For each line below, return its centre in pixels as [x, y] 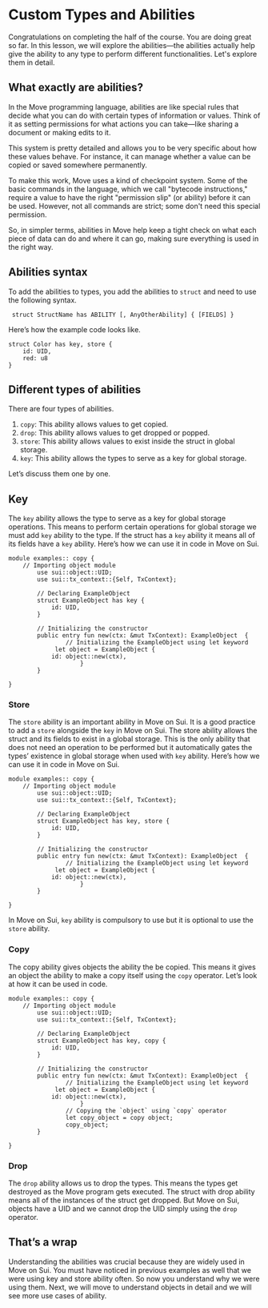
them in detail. [32, 62]
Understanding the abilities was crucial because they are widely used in [127, 1262]
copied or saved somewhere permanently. [78, 165]
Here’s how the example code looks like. [75, 329]
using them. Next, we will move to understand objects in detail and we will [130, 1287]
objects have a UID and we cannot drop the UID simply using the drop [123, 1209]
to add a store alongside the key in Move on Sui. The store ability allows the [133, 731]
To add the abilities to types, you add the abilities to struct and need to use [133, 291]
